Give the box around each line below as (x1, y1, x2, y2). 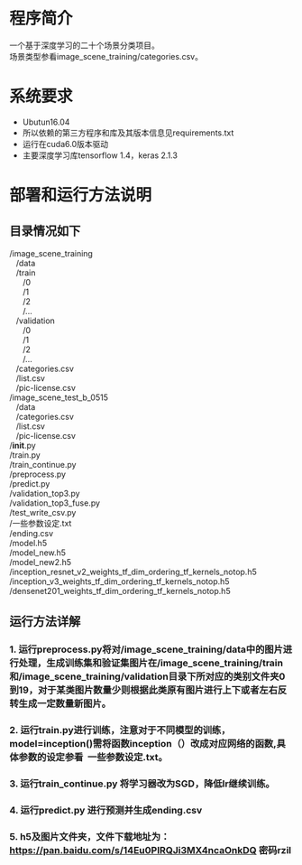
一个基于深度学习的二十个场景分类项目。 (9, 40, 160, 51)
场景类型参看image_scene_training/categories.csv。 (9, 51, 203, 61)
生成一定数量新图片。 (18, 697, 111, 710)
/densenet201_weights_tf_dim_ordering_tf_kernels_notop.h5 (9, 585, 232, 596)
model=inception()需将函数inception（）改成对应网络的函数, (9, 738, 277, 750)
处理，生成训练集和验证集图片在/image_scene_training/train (18, 656, 284, 669)
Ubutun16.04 (22, 116, 70, 127)
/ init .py (9, 440, 36, 451)
